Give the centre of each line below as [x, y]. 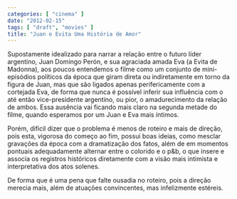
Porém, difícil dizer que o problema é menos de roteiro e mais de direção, [115, 128]
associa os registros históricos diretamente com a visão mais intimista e [113, 159]
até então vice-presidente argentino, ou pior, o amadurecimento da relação [117, 100]
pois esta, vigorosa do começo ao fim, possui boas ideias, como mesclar [114, 136]
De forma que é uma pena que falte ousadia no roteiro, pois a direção [109, 180]
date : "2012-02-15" [36, 21]
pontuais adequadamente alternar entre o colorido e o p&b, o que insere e [116, 151]
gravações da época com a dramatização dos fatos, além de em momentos [118, 144]
